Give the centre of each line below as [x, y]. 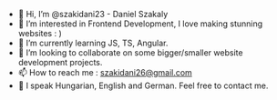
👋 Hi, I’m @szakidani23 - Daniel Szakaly [93, 14]
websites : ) [40, 33]
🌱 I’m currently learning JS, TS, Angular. [93, 43]
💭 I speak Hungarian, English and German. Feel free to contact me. [143, 85]
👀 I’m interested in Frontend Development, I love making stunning [140, 24]
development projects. [60, 62]
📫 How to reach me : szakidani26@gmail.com [105, 72]
